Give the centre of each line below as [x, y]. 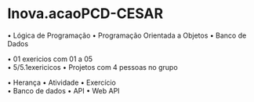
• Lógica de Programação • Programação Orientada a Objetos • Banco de [127, 35]
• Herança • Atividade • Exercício [62, 82]
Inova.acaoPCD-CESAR [85, 14]
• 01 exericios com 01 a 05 [50, 59]
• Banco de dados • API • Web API [63, 90]
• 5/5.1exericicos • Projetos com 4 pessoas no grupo [93, 67]
